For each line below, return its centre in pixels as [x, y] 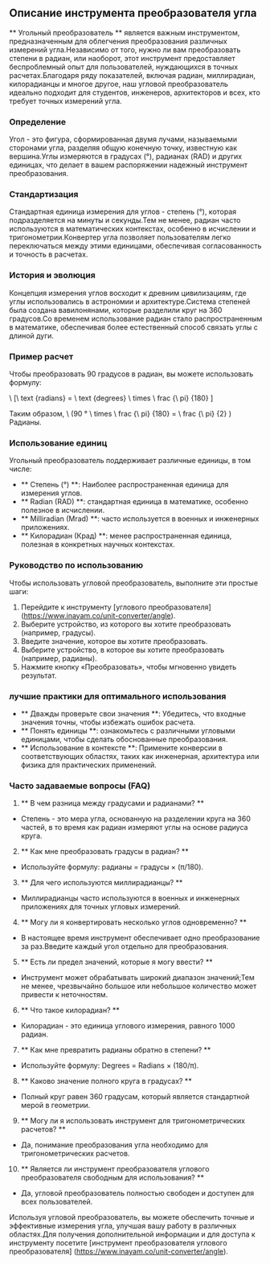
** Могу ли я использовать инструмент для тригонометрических [133, 1121]
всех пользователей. [57, 1202]
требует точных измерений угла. [66, 101]
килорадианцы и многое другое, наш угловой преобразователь [119, 84]
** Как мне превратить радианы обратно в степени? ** [116, 1050]
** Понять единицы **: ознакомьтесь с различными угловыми [128, 730]
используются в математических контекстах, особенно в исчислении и [133, 229]
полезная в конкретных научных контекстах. [98, 544]
